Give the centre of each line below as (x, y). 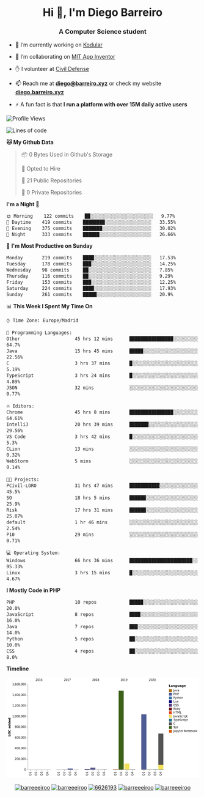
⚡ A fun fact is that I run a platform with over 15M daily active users (101, 105)
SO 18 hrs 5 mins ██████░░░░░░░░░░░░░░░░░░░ (102, 498)
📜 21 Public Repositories (52, 180)
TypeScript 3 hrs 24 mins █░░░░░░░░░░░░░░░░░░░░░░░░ (102, 376)
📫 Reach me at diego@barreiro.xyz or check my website (88, 83)
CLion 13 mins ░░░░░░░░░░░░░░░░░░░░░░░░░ (102, 449)
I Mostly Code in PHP (34, 590)
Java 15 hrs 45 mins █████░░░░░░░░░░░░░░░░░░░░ (102, 351)
